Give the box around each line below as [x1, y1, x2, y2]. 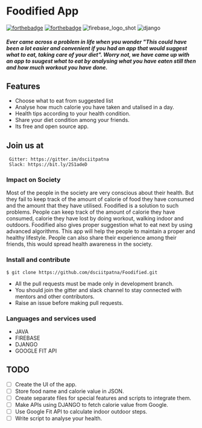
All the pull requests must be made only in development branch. [14, 279, 174, 287]
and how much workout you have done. [6, 63, 108, 71]
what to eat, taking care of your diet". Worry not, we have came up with [6, 51, 190, 58]
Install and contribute [6, 255, 71, 264]
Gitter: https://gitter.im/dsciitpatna [8, 156, 110, 162]
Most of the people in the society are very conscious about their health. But [6, 189, 194, 197]
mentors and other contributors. [14, 293, 95, 300]
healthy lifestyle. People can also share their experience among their [6, 234, 177, 241]
